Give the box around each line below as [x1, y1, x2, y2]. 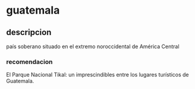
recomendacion [6, 58, 53, 66]
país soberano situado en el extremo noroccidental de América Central [6, 43, 180, 50]
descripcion [6, 27, 52, 37]
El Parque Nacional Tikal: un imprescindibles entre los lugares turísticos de [6, 71, 189, 78]
